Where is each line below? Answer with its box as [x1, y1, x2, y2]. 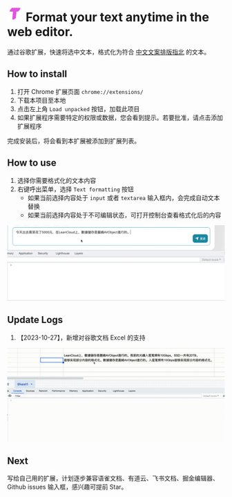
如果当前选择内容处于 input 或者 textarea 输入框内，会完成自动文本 [27, 193, 220, 202]
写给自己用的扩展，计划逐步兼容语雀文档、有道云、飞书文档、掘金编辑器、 [7, 474, 219, 483]
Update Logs [7, 314, 64, 326]
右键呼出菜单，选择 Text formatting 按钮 [17, 185, 135, 193]
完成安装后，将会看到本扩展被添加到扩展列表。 [7, 137, 140, 145]
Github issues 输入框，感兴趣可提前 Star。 [7, 483, 128, 491]
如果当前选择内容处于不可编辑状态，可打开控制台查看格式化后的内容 [27, 211, 222, 219]
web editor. [7, 24, 74, 40]
